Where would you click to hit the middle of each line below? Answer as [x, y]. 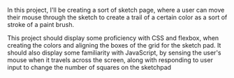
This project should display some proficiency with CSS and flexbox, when [113, 38]
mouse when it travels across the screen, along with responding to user [110, 60]
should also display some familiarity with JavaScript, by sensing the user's [114, 52]
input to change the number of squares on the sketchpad [89, 67]
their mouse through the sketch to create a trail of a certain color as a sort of [117, 17]
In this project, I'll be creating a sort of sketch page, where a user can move [116, 10]
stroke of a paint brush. [41, 25]
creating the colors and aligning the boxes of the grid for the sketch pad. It [114, 45]
